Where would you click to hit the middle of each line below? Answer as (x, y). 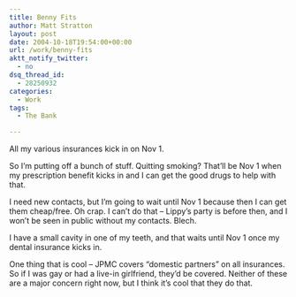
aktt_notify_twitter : (49, 58)
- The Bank (37, 116)
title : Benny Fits (43, 17)
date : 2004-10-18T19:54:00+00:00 (71, 42)
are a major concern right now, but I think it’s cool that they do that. (131, 283)
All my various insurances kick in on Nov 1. (87, 149)
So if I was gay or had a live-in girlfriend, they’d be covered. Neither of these (148, 274)
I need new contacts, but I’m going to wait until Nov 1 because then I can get (148, 202)
